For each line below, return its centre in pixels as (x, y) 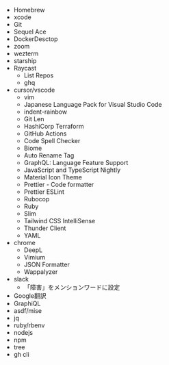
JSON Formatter (47, 264)
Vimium (35, 257)
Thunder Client (45, 228)
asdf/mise (28, 311)
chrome (24, 243)
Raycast (25, 68)
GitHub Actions (45, 134)
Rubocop (37, 199)
